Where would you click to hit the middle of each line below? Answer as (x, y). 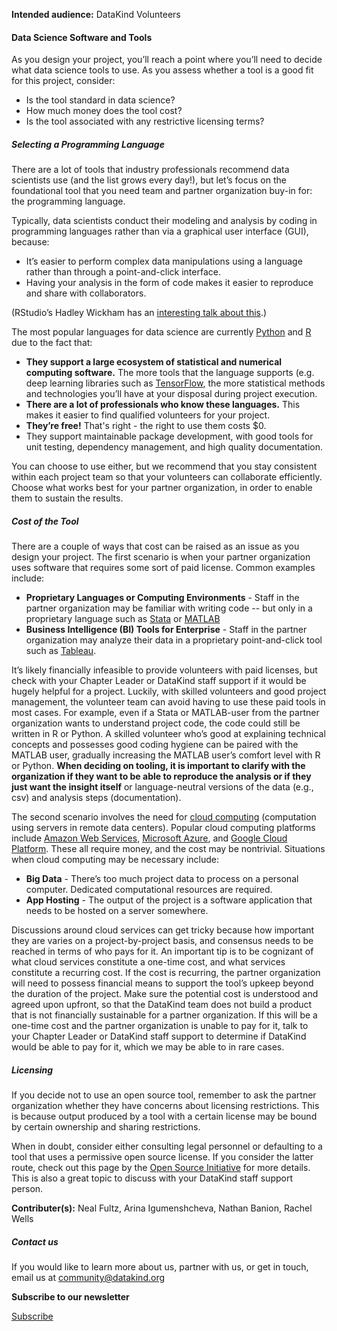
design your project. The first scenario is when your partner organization (161, 557)
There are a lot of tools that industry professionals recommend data (150, 170)
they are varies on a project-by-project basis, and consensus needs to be (162, 941)
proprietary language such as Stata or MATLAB (123, 619)
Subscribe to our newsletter (70, 1297)
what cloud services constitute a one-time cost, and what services (148, 962)
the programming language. (68, 201)
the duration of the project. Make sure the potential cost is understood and (165, 994)
